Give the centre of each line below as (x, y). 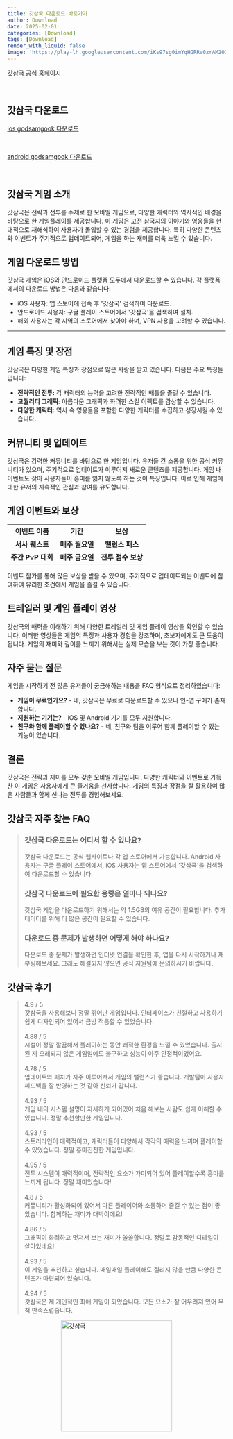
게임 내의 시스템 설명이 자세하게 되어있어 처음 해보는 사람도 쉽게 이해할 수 (123, 1109)
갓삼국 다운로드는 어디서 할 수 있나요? (83, 840)
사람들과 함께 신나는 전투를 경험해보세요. (69, 795)
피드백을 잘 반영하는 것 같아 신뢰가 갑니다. (80, 1086)
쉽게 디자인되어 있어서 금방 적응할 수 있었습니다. (89, 1022)
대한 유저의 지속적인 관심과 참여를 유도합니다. (68, 487)
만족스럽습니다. (52, 1311)
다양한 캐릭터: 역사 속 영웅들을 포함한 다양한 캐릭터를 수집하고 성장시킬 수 (116, 410)
